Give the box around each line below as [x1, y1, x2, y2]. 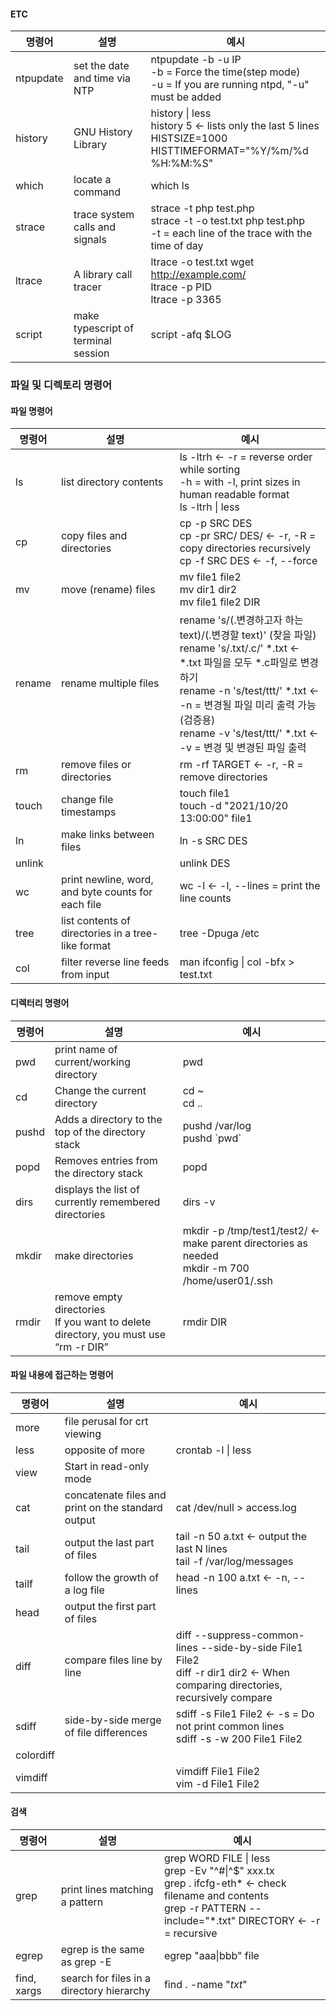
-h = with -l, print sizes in [179, 475, 301, 489]
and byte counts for [60, 885, 153, 899]
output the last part [64, 1535, 155, 1549]
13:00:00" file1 [179, 811, 253, 825]
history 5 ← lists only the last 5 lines [150, 119, 320, 133]
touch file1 [179, 786, 231, 800]
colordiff [15, 1748, 55, 1762]
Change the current [54, 1083, 147, 1097]
